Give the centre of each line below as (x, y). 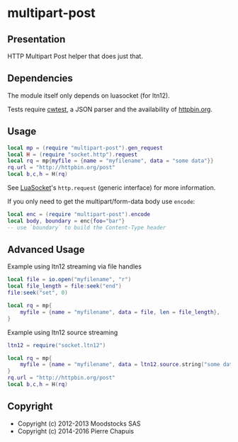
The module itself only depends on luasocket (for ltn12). (89, 95)
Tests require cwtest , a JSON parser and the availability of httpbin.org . (110, 109)
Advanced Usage (46, 250)
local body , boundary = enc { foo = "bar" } (66, 221)
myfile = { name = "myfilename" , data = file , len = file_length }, (120, 312)
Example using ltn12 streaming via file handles (74, 266)
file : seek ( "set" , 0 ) (38, 293)
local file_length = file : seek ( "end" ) (64, 286)
